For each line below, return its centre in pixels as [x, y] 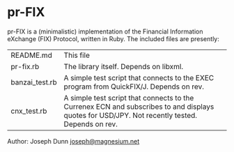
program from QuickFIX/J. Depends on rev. [134, 86]
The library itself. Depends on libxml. [123, 66]
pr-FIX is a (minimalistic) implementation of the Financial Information [105, 31]
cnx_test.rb [29, 111]
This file [77, 55]
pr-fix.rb [25, 66]
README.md [31, 55]
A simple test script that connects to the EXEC [139, 77]
